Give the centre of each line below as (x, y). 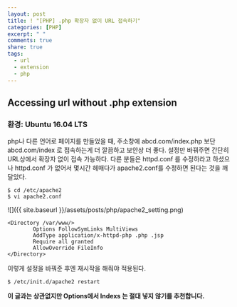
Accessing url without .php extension (93, 102)
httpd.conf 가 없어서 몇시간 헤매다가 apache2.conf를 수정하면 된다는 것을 (117, 168)
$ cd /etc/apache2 (35, 191)
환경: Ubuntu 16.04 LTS (47, 124)
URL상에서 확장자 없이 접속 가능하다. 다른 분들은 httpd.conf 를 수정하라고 (109, 159)
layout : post (27, 14)
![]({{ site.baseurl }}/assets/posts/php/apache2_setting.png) (95, 210)
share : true (25, 47)
